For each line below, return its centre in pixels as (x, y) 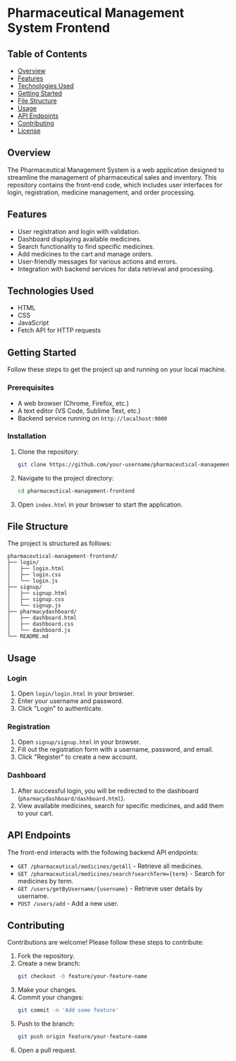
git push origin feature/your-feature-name (82, 1037)
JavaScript (33, 323)
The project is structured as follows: (60, 543)
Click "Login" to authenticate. (60, 709)
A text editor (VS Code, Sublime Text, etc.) (79, 411)
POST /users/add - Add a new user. (68, 903)
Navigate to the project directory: (66, 478)
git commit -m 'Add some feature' (68, 1010)
